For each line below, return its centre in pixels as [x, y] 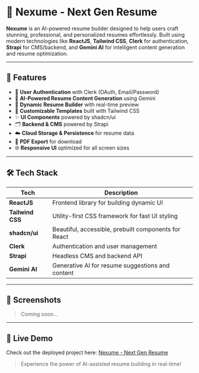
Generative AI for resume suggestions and [111, 265]
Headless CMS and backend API [97, 255]
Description [121, 193]
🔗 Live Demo [30, 338]
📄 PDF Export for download [48, 141]
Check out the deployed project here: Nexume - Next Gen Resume [87, 353]
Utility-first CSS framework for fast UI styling [115, 216]
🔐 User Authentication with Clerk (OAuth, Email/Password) [87, 92]
